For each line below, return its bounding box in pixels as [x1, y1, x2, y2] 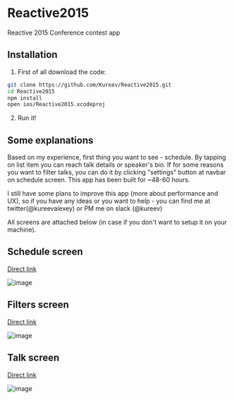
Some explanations [7, 134, 94, 146]
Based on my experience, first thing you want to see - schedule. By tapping [7, 153, 227, 162]
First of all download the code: [17, 67, 106, 76]
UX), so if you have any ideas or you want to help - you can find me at [7, 196, 211, 206]
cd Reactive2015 [7, 88, 55, 95]
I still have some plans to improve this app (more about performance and [7, 189, 218, 198]
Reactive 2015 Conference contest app [7, 28, 121, 37]
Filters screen [7, 299, 69, 311]
